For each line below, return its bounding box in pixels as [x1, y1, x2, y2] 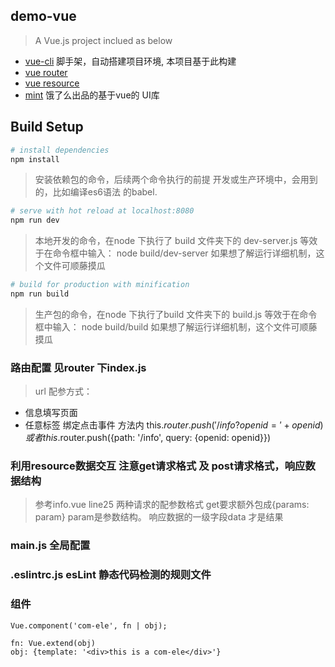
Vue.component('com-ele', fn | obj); [10, 620, 168, 631]
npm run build [10, 289, 70, 299]
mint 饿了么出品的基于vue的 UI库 [24, 89, 160, 101]
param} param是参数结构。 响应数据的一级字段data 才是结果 [34, 511, 284, 523]
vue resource [24, 77, 80, 89]
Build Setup [10, 119, 84, 136]
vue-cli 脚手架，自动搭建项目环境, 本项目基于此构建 [24, 55, 237, 67]
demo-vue [10, 8, 77, 25]
